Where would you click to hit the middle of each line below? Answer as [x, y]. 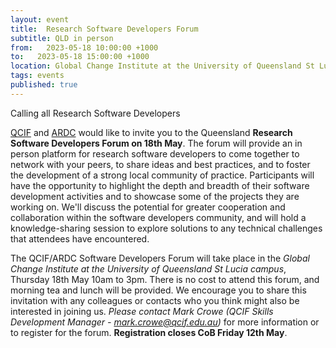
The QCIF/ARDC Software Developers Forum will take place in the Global [160, 258]
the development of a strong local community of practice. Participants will [162, 175]
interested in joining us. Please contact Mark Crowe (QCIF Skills [142, 311]
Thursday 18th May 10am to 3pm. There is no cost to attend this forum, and [165, 279]
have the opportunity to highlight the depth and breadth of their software [160, 185]
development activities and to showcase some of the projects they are [155, 196]
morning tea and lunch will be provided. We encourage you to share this [158, 290]
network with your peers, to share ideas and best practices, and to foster [160, 164]
